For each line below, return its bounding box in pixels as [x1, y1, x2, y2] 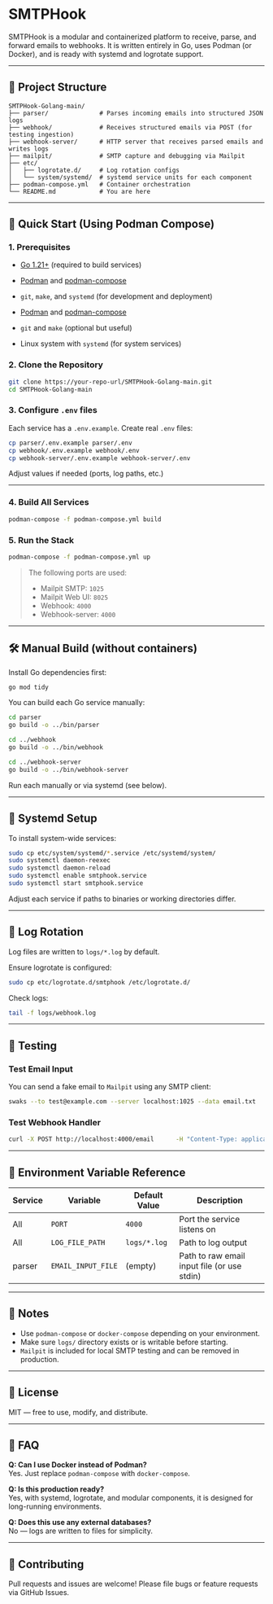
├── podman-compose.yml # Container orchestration [8, 180, 191, 188]
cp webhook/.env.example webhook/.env [8, 446, 140, 454]
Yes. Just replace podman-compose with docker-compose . [8, 1469, 191, 1479]
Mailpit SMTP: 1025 [40, 583, 104, 593]
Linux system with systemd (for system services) [19, 339, 182, 348]
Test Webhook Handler [8, 1116, 102, 1128]
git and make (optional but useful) [19, 323, 132, 333]
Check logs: [8, 993, 49, 1002]
